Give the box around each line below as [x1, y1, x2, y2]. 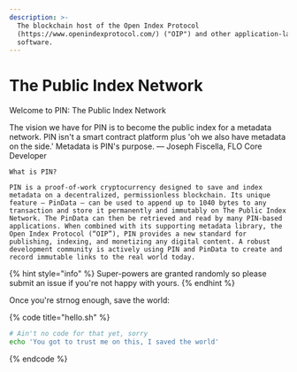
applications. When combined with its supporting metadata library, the [9, 222, 283, 231]
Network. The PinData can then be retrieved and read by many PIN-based [9, 214, 283, 223]
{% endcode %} [9, 353, 68, 364]
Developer [9, 151, 47, 161]
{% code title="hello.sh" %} [9, 312, 110, 323]
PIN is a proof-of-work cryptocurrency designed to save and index [9, 183, 263, 192]
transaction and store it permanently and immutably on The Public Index [9, 206, 287, 215]
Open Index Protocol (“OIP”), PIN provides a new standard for [9, 229, 247, 239]
